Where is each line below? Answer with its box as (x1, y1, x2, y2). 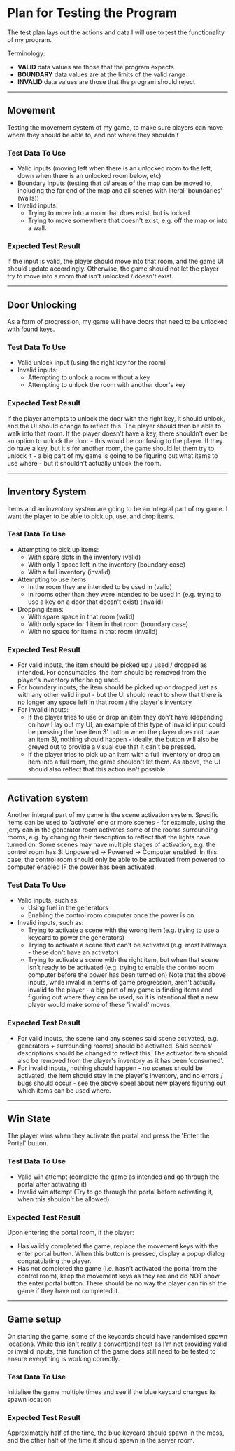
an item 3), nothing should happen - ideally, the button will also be (27, 735, 219, 744)
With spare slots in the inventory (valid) (27, 553, 141, 561)
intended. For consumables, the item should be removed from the (17, 668, 206, 677)
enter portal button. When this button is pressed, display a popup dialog (17, 1249, 225, 1257)
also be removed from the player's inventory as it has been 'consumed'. (17, 1056, 224, 1065)
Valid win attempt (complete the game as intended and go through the (17, 1173, 220, 1181)
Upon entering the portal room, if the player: (7, 1228, 134, 1236)
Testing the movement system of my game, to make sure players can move (7, 123, 224, 131)
